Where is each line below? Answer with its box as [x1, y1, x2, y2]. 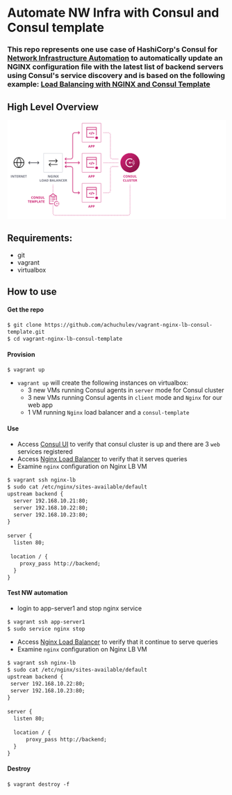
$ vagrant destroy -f [7, 781, 70, 788]
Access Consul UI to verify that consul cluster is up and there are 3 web [17, 440, 220, 448]
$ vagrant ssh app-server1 [7, 618, 85, 625]
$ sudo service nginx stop [7, 625, 85, 632]
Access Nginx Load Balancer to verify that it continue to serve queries [17, 638, 219, 646]
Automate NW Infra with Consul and [7, 5, 219, 21]
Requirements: [7, 232, 73, 245]
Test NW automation [7, 589, 68, 597]
